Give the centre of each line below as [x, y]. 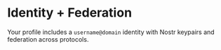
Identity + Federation [69, 13]
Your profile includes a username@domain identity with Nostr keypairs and [111, 32]
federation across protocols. [48, 39]
